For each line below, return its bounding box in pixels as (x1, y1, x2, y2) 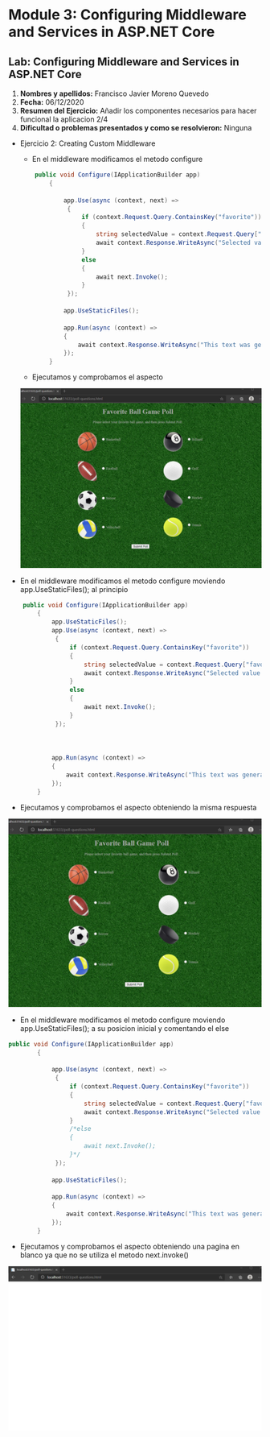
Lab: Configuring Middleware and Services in (8, 55, 239, 68)
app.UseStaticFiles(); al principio (19, 584, 129, 594)
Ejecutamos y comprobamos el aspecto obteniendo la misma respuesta (19, 802, 257, 812)
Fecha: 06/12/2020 (19, 97, 84, 106)
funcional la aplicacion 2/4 (19, 114, 108, 124)
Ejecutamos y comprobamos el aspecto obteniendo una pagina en (19, 1241, 239, 1251)
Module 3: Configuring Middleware (8, 6, 247, 24)
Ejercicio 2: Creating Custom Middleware (19, 139, 156, 148)
